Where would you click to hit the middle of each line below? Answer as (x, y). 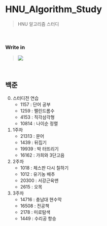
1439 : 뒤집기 (33, 142)
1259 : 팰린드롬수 (37, 111)
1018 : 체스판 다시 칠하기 (44, 168)
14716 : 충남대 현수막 (41, 200)
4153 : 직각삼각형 (37, 117)
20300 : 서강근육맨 (39, 180)
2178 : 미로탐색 (35, 212)
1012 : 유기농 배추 (38, 174)
